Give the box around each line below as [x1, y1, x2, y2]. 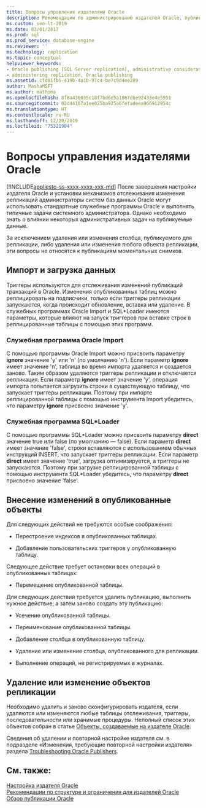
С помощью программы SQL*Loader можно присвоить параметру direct [6, 431, 199, 439]
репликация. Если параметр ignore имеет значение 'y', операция [6, 376, 178, 383]
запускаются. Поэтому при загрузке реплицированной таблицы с [6, 464, 179, 471]
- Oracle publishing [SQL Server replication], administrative [6, 66, 172, 73]
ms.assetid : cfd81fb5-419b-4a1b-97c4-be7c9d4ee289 [6, 77, 139, 84]
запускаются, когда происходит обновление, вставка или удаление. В [6, 300, 191, 308]
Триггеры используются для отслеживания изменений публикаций [6, 281, 183, 289]
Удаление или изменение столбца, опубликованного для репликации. [15, 648, 199, 655]
